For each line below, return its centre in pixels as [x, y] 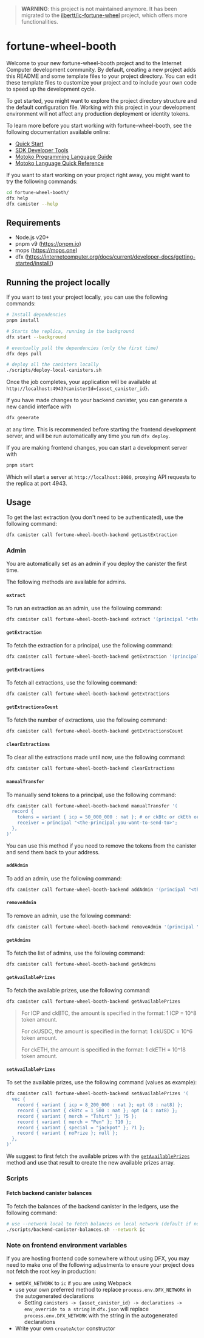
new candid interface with [39, 406]
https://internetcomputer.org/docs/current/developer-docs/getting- [111, 257]
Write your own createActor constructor [65, 1328]
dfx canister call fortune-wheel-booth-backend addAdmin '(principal [96, 890]
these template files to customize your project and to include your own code [102, 82]
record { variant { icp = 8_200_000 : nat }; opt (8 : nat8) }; [100, 1105]
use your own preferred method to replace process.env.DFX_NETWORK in [103, 1290]
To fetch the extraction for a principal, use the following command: [90, 646]
